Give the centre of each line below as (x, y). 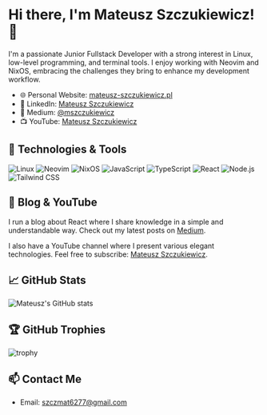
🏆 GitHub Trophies (57, 329)
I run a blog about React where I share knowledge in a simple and (116, 221)
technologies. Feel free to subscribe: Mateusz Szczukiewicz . (108, 254)
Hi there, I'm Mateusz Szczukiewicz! (132, 15)
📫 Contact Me (45, 379)
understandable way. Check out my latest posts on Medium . (107, 230)
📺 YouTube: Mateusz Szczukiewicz (78, 121)
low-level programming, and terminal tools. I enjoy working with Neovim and (134, 62)
